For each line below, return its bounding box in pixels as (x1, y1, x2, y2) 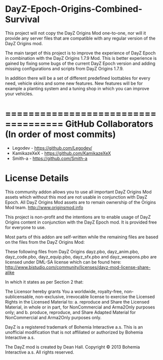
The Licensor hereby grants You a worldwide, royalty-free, (5, 288, 123, 294)
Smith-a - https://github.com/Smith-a (12, 155, 88, 161)
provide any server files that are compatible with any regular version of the (5, 35, 156, 41)
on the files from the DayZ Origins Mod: (5, 239, 85, 245)
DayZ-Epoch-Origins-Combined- (5, 3, 143, 15)
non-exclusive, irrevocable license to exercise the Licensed (35, 293, 155, 300)
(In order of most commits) (5, 129, 116, 140)
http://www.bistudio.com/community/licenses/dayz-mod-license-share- (5, 264, 151, 270)
